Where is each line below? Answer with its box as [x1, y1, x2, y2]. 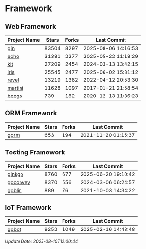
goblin [7, 187, 22, 193]
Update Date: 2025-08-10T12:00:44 [5, 238, 78, 244]
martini [7, 85, 23, 91]
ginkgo [7, 171, 23, 178]
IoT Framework [5, 203, 52, 212]
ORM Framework [5, 109, 57, 117]
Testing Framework [5, 148, 65, 156]
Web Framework [5, 22, 56, 31]
